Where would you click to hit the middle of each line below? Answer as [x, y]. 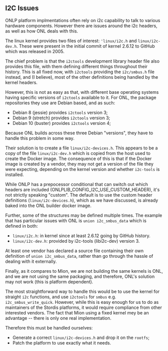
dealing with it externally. [31, 261]
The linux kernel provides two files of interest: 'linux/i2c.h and [71, 41]
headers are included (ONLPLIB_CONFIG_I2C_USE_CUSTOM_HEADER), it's [82, 190]
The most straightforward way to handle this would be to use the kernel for [82, 291]
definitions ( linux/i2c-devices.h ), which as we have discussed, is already [82, 200]
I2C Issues [22, 8]
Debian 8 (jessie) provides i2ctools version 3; [60, 112]
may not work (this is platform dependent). [49, 282]
